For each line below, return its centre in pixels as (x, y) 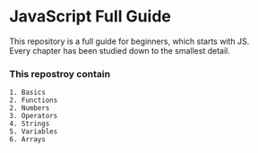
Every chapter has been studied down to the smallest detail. (120, 50)
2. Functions (34, 100)
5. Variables (34, 132)
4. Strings (30, 124)
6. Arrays (28, 140)
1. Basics (28, 93)
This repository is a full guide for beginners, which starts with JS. (129, 41)
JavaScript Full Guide (90, 17)
